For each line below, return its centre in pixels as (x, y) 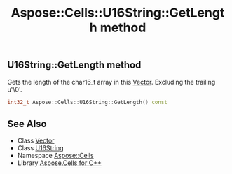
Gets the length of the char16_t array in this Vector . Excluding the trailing (111, 82)
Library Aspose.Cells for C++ (59, 163)
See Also (27, 124)
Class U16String (41, 148)
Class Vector (36, 140)
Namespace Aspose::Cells (55, 156)
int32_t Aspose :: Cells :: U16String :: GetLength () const (88, 102)
